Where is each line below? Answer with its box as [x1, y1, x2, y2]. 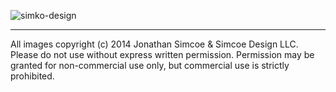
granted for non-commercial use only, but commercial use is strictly [10, 60, 290, 71]
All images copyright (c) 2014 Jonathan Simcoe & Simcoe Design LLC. [10, 38, 299, 50]
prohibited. [10, 70, 55, 82]
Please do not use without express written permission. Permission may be [10, 49, 315, 60]
